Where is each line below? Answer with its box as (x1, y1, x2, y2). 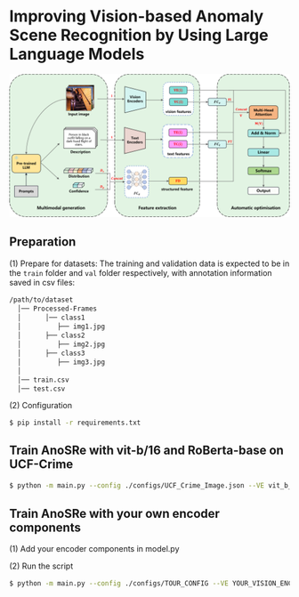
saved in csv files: (9, 277, 76, 287)
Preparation (9, 234, 77, 250)
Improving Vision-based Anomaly (9, 6, 264, 27)
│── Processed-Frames (17, 304, 98, 313)
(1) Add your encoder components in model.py (9, 544, 180, 554)
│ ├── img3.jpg (17, 358, 105, 367)
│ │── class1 (17, 313, 86, 322)
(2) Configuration (9, 399, 73, 410)
